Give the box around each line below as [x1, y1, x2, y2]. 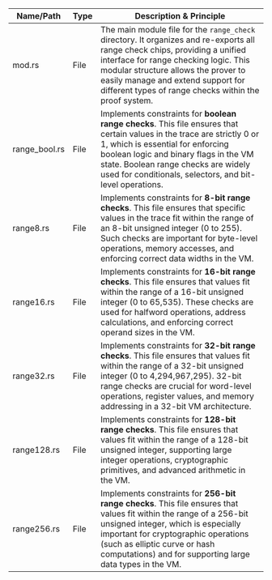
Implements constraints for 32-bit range [100, 340, 257, 351]
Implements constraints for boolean [100, 109, 237, 119]
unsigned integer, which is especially [100, 518, 241, 529]
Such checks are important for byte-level [100, 232, 258, 244]
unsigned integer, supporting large [100, 445, 232, 455]
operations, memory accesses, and [100, 243, 235, 254]
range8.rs [12, 223, 50, 233]
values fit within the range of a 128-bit [100, 434, 249, 445]
